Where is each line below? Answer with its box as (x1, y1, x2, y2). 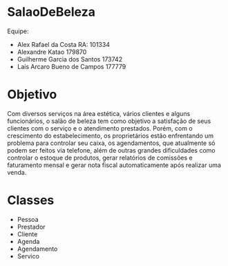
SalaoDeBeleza (7, 4, 95, 20)
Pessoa (17, 215, 39, 223)
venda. (7, 168, 27, 176)
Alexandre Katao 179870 (17, 48, 87, 56)
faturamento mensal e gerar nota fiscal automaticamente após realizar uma (7, 160, 221, 169)
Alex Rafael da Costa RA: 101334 (17, 40, 111, 48)
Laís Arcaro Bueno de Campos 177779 (17, 62, 126, 70)
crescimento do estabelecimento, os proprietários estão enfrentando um (7, 131, 214, 140)
